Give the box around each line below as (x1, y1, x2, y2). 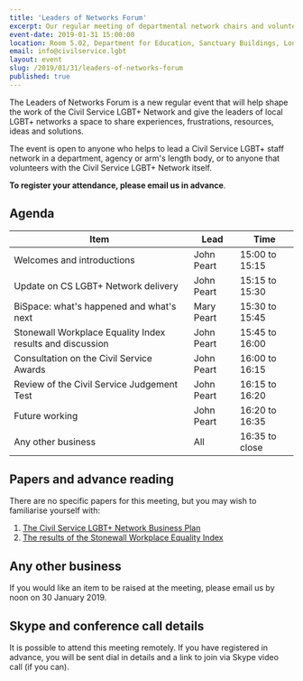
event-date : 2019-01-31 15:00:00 (9, 30, 135, 39)
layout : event (9, 55, 63, 64)
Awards (14, 363, 47, 376)
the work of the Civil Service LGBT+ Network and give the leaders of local (9, 106, 283, 117)
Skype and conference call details (9, 618, 205, 633)
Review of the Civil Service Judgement (14, 378, 179, 390)
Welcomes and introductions (14, 254, 135, 266)
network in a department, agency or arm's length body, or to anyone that (9, 153, 280, 163)
